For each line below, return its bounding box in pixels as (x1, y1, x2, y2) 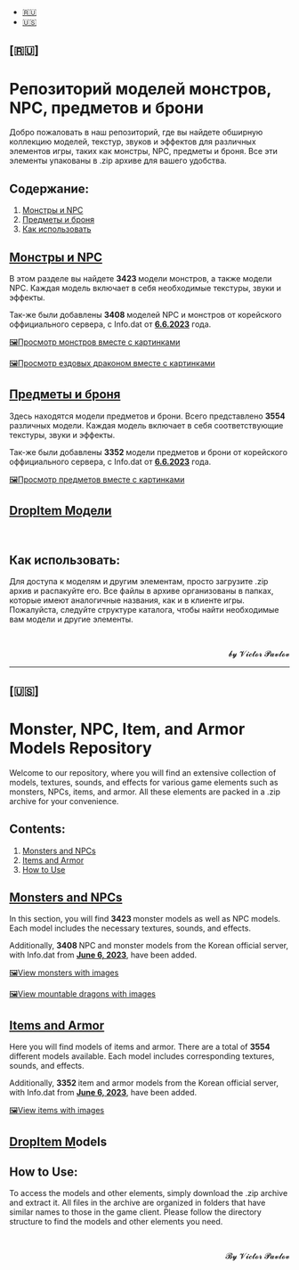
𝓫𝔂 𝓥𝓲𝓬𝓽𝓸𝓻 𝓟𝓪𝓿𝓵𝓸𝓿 (228, 648, 290, 659)
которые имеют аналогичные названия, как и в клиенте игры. (9, 595, 245, 606)
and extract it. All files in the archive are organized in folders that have (9, 1197, 266, 1209)
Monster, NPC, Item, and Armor (9, 719, 246, 739)
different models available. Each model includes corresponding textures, (9, 1051, 275, 1062)
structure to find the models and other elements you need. (9, 1217, 223, 1227)
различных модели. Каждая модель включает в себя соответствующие (9, 419, 284, 430)
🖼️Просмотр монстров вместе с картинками (9, 337, 181, 347)
